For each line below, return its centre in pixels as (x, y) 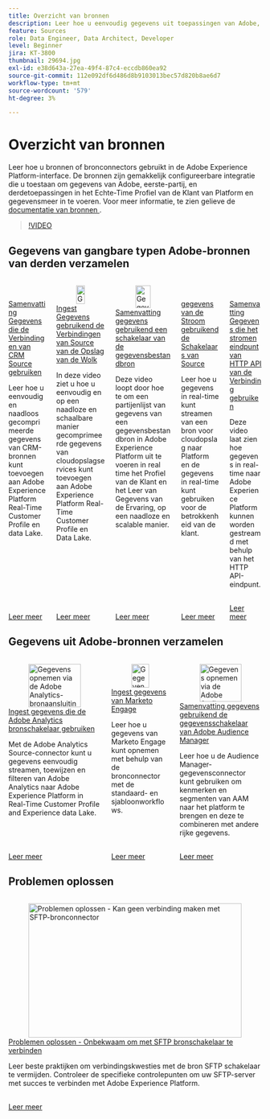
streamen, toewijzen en (47, 770)
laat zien (243, 439)
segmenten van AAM (214, 798)
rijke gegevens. (205, 833)
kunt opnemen (135, 751)
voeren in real (138, 464)
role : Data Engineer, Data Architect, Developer (91, 38)
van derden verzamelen (69, 263)
